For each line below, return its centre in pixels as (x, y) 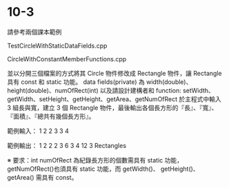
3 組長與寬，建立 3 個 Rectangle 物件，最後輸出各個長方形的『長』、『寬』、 (112, 107)
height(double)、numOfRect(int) (53, 90)
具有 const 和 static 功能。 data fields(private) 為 (76, 82)
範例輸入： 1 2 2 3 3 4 (38, 131)
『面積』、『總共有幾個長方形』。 (51, 116)
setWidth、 (199, 90)
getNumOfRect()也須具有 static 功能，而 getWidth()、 (83, 169)
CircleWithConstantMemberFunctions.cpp (67, 59)
